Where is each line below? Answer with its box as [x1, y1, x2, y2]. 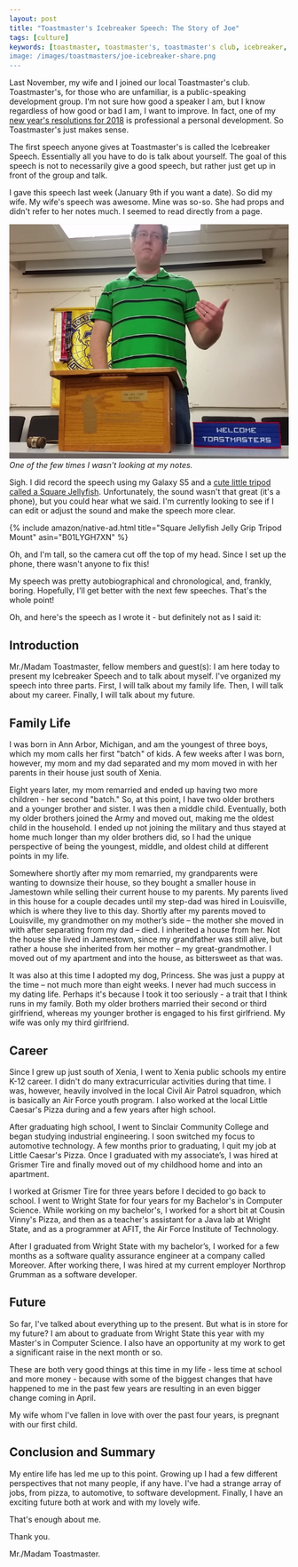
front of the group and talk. [9, 170, 108, 181]
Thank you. [9, 1531, 51, 1541]
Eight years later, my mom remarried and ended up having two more [9, 784, 259, 795]
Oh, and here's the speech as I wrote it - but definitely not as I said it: [9, 612, 262, 623]
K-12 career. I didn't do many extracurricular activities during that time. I [9, 1076, 271, 1086]
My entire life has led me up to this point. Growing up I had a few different [9, 1468, 278, 1479]
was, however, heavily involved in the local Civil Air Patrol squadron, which [9, 1085, 282, 1096]
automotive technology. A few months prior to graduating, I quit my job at [9, 1140, 277, 1150]
